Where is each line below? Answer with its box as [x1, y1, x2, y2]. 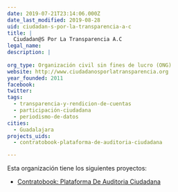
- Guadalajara [13, 126, 54, 133]
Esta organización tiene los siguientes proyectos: [7, 164, 148, 173]
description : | [7, 49, 51, 56]
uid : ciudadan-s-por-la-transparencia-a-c [7, 23, 132, 30]
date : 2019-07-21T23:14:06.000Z [7, 10, 100, 17]
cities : [7, 119, 30, 127]
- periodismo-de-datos [13, 113, 79, 120]
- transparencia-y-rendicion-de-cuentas [13, 101, 132, 107]
